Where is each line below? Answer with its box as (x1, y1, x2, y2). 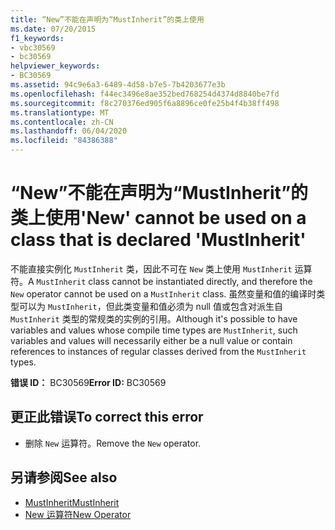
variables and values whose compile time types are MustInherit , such (10, 324, 298, 336)
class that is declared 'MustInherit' (10, 229, 307, 251)
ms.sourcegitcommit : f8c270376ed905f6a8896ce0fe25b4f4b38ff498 (10, 98, 280, 108)
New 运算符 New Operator (24, 508, 132, 520)
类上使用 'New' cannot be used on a (10, 207, 307, 230)
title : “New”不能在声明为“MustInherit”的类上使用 (10, 14, 205, 25)
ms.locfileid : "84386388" (10, 136, 118, 146)
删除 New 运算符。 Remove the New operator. (24, 437, 202, 449)
